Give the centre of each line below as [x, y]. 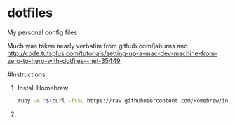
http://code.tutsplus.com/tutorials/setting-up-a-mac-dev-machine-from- [113, 53]
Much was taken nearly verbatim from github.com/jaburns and [98, 46]
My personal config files [42, 32]
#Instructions [26, 74]
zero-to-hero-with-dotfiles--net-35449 [64, 60]
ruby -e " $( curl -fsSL [51, 101]
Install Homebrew [43, 88]
